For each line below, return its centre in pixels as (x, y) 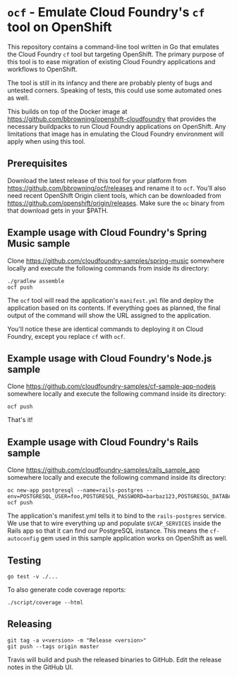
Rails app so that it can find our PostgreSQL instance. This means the (108, 531)
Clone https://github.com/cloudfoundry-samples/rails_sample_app (104, 470)
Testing (24, 560)
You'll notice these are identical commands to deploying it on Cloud (105, 329)
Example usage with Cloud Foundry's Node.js (110, 358)
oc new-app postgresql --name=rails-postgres (75, 490)
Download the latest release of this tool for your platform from (97, 180)
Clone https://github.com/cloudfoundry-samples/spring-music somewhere (116, 261)
